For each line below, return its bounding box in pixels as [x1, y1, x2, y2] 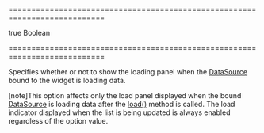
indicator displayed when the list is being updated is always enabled [8, 108, 231, 117]
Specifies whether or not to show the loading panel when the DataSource [8, 67, 248, 76]
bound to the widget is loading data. [8, 76, 126, 85]
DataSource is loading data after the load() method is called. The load [8, 100, 235, 108]
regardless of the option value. [8, 116, 109, 125]
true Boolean [8, 28, 51, 37]
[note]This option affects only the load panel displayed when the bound [8, 91, 242, 100]
